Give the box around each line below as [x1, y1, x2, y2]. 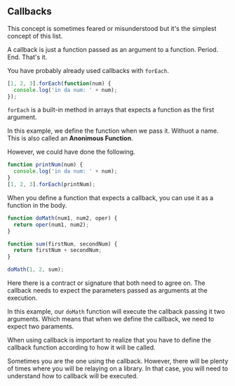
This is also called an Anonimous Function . [7, 134, 133, 142]
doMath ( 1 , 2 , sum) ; [7, 266, 65, 273]
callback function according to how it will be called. [7, 343, 156, 352]
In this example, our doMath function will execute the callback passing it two [7, 307, 225, 316]
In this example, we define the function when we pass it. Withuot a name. [7, 126, 219, 135]
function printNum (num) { [7, 161, 83, 168]
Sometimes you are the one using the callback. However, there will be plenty [7, 357, 229, 366]
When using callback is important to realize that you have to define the [7, 336, 212, 345]
